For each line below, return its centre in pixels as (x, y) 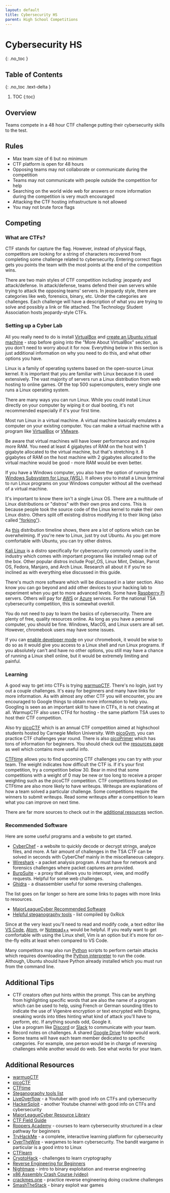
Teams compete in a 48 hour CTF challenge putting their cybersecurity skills (85, 125)
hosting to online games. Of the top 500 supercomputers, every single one (83, 384)
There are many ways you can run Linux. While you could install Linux (78, 400)
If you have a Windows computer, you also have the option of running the (82, 472)
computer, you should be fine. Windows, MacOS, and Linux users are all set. (85, 624)
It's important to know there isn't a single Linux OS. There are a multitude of (84, 498)
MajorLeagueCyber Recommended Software (59, 909)
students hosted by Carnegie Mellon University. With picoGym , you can (80, 733)
